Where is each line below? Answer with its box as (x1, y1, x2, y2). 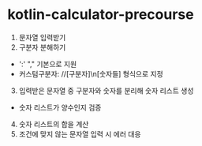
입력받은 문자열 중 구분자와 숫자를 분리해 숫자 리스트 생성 (18, 85, 194, 95)
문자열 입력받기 (18, 32, 66, 42)
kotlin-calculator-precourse (7, 6, 194, 24)
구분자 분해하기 (18, 42, 66, 52)
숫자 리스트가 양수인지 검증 (18, 103, 102, 112)
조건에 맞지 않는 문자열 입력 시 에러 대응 (18, 129, 141, 139)
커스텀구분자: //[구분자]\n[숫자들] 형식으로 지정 (18, 69, 163, 78)
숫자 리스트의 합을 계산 (18, 119, 89, 129)
